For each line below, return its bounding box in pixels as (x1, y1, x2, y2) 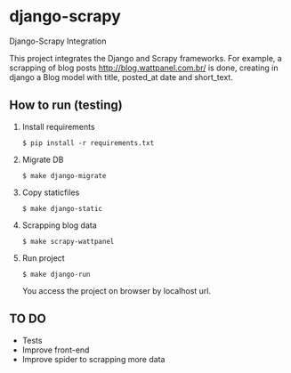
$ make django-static (21, 204, 102, 213)
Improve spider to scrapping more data (21, 353, 166, 364)
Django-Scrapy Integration (9, 36, 107, 46)
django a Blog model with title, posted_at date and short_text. (9, 71, 233, 82)
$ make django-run (21, 270, 91, 279)
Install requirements (21, 121, 95, 132)
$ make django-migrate (21, 171, 107, 180)
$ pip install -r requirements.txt (21, 138, 155, 148)
